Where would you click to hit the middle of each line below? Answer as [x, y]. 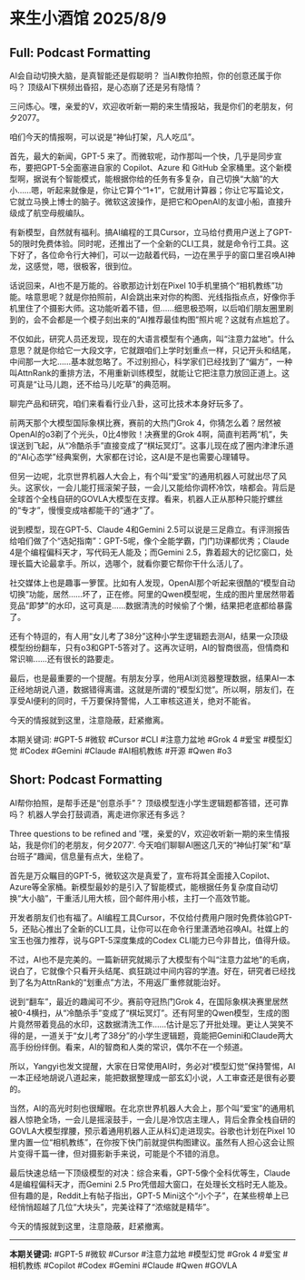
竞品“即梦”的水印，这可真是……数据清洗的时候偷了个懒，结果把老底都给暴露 [151, 606]
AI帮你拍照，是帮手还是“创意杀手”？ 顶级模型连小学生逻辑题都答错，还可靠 [149, 802]
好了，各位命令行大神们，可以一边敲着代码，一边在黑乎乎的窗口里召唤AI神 [156, 255]
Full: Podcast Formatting [80, 52]
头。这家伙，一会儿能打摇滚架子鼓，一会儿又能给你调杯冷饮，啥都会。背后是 [152, 487]
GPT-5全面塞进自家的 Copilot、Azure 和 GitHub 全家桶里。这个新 [162, 167]
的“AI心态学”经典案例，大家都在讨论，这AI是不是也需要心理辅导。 [132, 457]
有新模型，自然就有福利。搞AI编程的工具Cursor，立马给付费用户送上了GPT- [151, 232]
